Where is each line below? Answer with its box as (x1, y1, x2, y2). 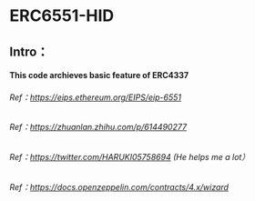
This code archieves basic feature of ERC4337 (9, 70, 189, 81)
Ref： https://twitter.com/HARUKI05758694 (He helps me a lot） (9, 151, 250, 162)
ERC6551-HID (9, 5, 115, 26)
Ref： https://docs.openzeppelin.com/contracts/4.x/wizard (9, 181, 229, 192)
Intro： (9, 44, 49, 59)
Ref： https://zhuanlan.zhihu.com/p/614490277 (9, 122, 188, 133)
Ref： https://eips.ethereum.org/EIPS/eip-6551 (9, 92, 182, 103)
